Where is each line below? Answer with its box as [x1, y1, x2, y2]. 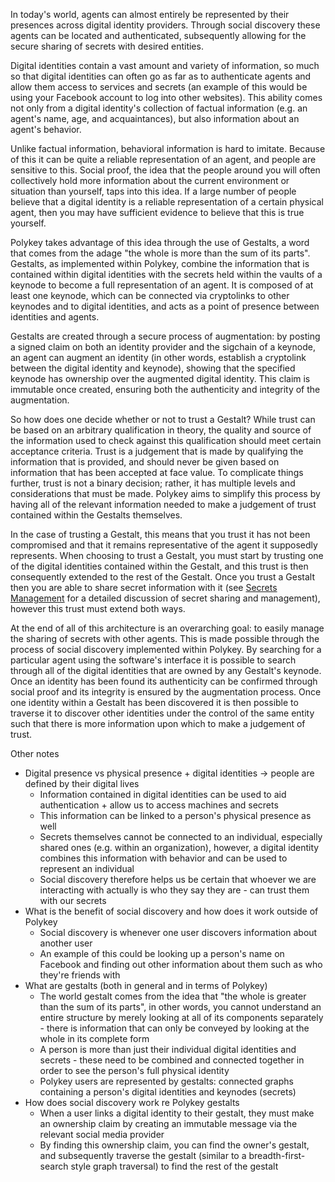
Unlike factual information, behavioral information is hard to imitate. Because [10, 143, 326, 154]
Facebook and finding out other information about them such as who [39, 959, 323, 970]
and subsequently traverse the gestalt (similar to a [39, 1150, 247, 1161]
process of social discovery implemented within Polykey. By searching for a [10, 644, 322, 655]
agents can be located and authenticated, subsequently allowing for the [10, 30, 307, 41]
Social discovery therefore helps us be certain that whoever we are [39, 874, 317, 885]
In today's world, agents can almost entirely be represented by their [10, 9, 290, 20]
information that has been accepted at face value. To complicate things [10, 467, 304, 478]
